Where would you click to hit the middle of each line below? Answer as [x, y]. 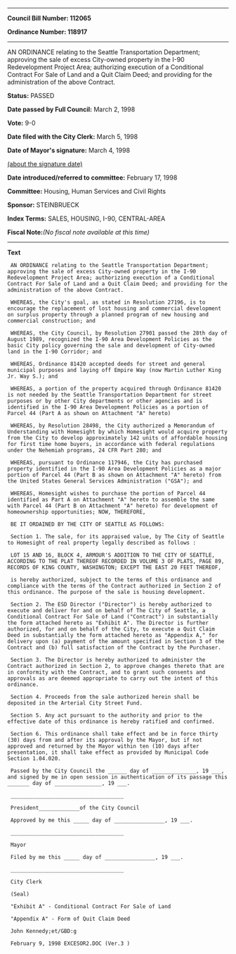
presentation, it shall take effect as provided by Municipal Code [108, 752]
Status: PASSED [31, 95]
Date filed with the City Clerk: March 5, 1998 [73, 137]
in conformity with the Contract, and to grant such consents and [106, 672]
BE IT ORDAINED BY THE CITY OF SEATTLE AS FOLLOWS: [87, 524]
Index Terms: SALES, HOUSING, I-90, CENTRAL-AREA [86, 218]
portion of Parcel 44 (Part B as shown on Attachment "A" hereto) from [114, 475]
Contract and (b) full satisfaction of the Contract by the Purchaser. [114, 648]
